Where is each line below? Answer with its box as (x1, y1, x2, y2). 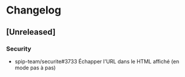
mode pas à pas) (14, 64, 56, 71)
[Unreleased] (6, 27, 56, 37)
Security (6, 45, 31, 53)
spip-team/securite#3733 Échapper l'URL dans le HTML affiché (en (14, 58, 179, 65)
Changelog (6, 4, 61, 17)
